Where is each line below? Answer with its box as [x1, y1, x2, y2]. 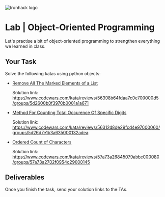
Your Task [5, 57, 37, 66]
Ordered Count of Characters [12, 139, 72, 145]
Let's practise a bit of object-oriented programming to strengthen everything [5, 38, 160, 44]
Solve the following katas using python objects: [5, 70, 101, 76]
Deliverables [5, 173, 45, 182]
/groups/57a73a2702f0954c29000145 [12, 159, 90, 165]
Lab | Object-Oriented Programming [5, 22, 155, 33]
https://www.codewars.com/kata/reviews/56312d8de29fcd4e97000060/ [12, 124, 160, 130]
